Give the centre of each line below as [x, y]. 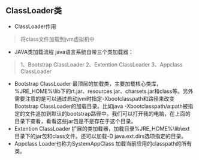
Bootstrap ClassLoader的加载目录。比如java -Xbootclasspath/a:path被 [101, 106]
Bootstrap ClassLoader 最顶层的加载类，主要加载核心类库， [88, 83]
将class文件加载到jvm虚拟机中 [58, 39]
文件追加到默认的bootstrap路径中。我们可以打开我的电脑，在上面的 [108, 113]
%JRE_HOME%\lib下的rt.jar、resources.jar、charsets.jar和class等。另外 [104, 91]
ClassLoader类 [34, 11]
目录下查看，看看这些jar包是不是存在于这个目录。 [75, 121]
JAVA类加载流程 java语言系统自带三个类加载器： [74, 52]
